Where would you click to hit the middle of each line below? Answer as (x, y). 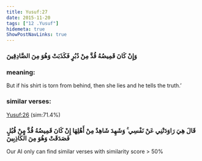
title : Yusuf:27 (27, 12)
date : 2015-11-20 (28, 18)
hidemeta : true (26, 29)
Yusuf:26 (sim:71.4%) (34, 115)
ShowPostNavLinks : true (37, 35)
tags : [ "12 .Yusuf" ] (33, 23)
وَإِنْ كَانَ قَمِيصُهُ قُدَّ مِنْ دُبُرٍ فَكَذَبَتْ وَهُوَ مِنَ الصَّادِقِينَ (72, 56)
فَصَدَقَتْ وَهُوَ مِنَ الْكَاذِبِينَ (38, 138)
